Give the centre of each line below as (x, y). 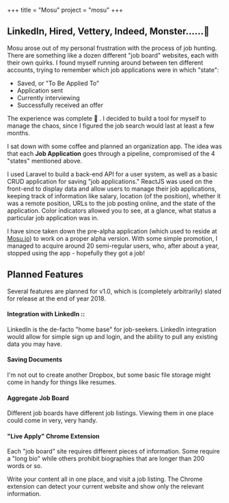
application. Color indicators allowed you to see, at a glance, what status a (112, 210)
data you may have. (35, 344)
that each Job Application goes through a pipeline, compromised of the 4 (111, 153)
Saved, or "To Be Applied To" (58, 83)
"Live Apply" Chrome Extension (53, 436)
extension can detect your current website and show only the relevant (106, 487)
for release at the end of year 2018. (56, 299)
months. (19, 132)
